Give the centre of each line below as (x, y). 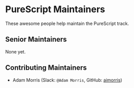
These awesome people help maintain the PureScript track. (67, 23)
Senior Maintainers (36, 39)
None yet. (15, 51)
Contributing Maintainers (46, 68)
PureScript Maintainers (55, 9)
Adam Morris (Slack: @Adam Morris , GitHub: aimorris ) (67, 80)
